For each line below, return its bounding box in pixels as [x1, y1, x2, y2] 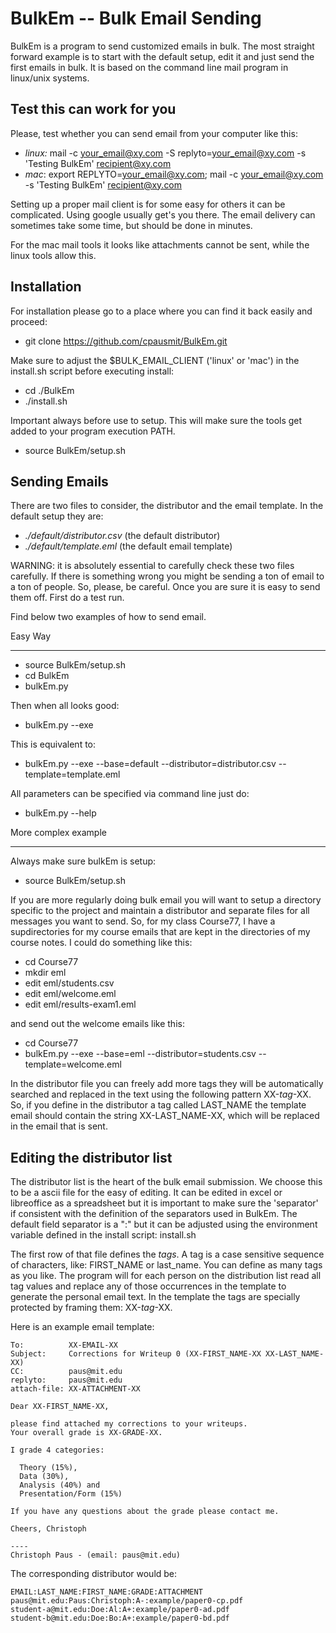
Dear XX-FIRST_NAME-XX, [10, 1402, 110, 1412]
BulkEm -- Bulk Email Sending [10, 7, 262, 30]
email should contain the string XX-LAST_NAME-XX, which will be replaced [10, 1110, 320, 1122]
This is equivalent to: [10, 738, 97, 751]
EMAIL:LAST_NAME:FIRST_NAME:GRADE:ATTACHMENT [10, 1587, 203, 1597]
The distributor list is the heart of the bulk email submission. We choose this [10, 1176, 323, 1188]
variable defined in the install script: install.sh [10, 1229, 197, 1241]
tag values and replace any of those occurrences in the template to [10, 1280, 287, 1292]
